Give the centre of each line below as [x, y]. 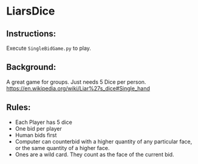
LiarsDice [31, 11]
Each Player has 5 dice [44, 122]
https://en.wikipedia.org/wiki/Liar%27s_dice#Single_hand [78, 88]
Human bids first [36, 135]
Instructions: [31, 34]
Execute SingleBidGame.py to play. [49, 48]
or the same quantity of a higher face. [62, 148]
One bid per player [38, 128]
